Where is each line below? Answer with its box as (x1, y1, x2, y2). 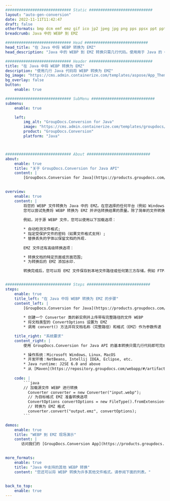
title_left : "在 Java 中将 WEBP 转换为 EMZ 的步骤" (14, 296, 119, 301)
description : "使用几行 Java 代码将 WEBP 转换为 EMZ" (5, 68, 113, 74)
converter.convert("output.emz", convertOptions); (27, 409, 137, 414)
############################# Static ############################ (5, 7, 153, 13)
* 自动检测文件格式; (23, 227, 61, 232)
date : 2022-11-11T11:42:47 (5, 17, 62, 22)
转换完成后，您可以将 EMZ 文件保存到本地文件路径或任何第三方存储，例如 (23, 268, 155, 274)
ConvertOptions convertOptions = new (27, 399, 108, 405)
